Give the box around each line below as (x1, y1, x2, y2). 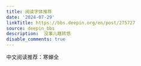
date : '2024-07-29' (6, 14, 55, 20)
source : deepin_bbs (6, 25, 55, 32)
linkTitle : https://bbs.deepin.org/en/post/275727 (6, 20, 136, 26)
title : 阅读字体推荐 (6, 8, 52, 15)
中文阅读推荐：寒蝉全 (6, 54, 59, 60)
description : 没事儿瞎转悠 (6, 31, 71, 37)
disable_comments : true (6, 36, 66, 42)
